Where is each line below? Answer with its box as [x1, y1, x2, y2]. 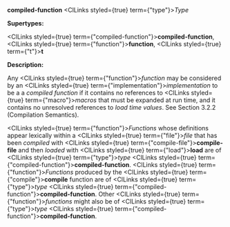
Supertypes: [7, 19, 44, 27]
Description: [7, 61, 44, 68]
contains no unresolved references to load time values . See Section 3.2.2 [7, 103, 216, 111]
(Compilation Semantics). [7, 110, 79, 119]
